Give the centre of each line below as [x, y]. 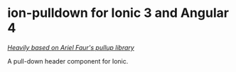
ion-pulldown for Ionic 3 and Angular [118, 13]
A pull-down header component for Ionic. [68, 61]
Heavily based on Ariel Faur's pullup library [71, 47]
